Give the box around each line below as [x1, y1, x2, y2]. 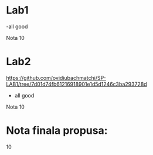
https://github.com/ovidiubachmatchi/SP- [6, 74, 107, 81]
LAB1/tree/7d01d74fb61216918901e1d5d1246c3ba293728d [6, 80, 148, 87]
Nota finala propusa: [6, 124, 108, 137]
